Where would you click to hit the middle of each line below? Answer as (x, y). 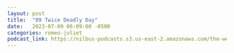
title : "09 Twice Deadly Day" (53, 20)
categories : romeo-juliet (45, 33)
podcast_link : (28, 39)
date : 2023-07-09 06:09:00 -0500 (59, 26)
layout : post (26, 13)
